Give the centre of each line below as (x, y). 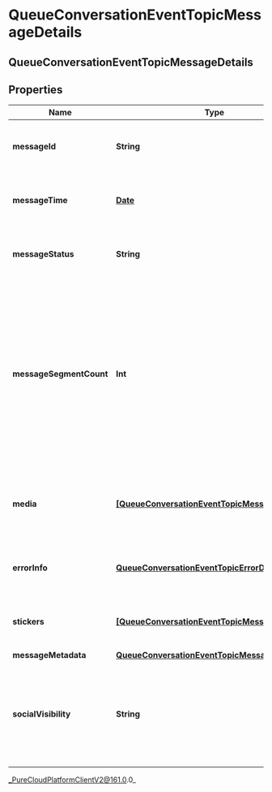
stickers (28, 621)
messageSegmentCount (60, 374)
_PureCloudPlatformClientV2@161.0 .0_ (72, 780)
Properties (36, 90)
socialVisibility (42, 714)
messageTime (40, 201)
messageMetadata (49, 656)
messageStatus (43, 254)
